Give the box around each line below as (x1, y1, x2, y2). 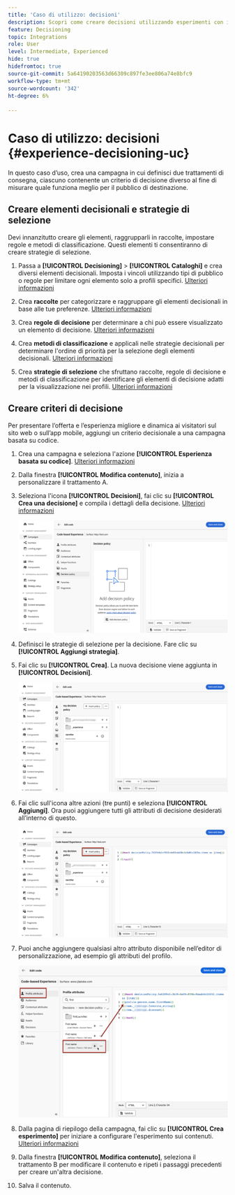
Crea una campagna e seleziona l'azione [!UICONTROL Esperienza (17, 449, 212, 457)
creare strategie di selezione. (8, 248, 91, 256)
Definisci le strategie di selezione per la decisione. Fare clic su (17, 640, 197, 649)
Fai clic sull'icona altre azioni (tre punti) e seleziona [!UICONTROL (17, 798, 208, 807)
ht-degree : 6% (8, 92, 50, 99)
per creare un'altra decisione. (17, 1168, 103, 1176)
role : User (8, 41, 40, 48)
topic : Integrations (8, 34, 68, 41)
